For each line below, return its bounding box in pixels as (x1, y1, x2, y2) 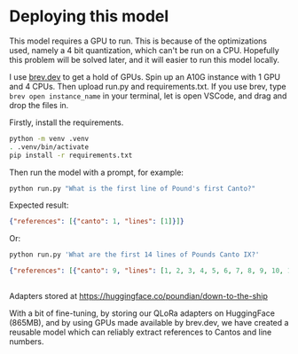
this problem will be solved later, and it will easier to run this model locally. (9, 54, 280, 65)
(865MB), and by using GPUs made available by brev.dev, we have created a (9, 318, 289, 328)
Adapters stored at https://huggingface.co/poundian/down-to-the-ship (9, 291, 269, 302)
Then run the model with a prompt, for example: (9, 167, 184, 177)
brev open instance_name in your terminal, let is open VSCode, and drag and (9, 90, 287, 101)
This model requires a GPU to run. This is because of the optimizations (9, 35, 268, 46)
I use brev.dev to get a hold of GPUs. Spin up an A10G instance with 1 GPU (9, 71, 281, 82)
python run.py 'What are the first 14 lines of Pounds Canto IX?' (9, 250, 260, 259)
